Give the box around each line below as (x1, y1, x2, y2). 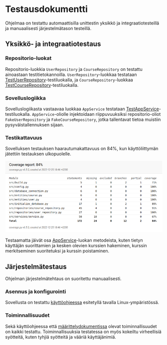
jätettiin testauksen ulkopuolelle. (5, 151, 71, 157)
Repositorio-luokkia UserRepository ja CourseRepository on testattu (5, 66, 143, 72)
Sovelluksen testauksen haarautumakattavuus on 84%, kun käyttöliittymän (5, 146, 159, 152)
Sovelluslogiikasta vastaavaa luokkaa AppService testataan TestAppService (5, 106, 160, 112)
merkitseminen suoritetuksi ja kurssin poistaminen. (5, 248, 110, 254)
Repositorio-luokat (5, 55, 52, 62)
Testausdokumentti (5, 3, 88, 15)
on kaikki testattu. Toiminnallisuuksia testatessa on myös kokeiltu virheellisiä (5, 329, 162, 335)
